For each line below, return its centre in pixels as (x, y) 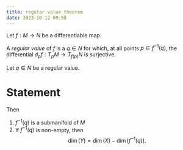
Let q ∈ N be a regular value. (43, 67)
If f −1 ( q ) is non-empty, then (49, 129)
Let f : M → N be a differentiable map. (54, 35)
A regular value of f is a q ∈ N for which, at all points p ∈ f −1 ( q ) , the (92, 48)
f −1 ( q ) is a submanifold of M (50, 122)
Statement (34, 93)
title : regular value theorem (45, 12)
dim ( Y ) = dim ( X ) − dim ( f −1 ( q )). (107, 140)
